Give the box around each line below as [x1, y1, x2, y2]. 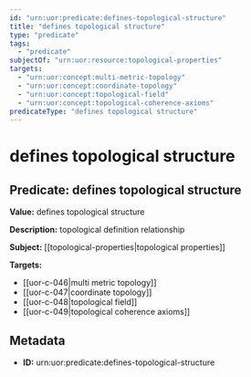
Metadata [9, 332, 66, 348]
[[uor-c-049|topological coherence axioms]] [22, 307, 191, 318]
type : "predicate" [9, 30, 79, 39]
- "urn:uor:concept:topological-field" [17, 89, 170, 99]
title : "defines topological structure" [9, 22, 166, 31]
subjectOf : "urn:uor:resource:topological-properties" [9, 56, 223, 65]
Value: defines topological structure [9, 206, 145, 217]
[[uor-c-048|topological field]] [22, 297, 138, 308]
